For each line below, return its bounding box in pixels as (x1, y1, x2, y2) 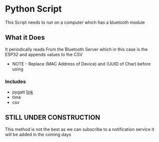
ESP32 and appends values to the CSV (5, 51, 83, 57)
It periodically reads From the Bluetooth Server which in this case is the (5, 46, 148, 52)
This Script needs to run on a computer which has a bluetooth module (5, 19, 145, 25)
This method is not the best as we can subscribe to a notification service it (5, 126, 155, 132)
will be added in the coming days (5, 131, 71, 137)
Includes (5, 78, 26, 85)
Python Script (5, 3, 62, 15)
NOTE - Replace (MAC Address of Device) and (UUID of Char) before (12, 61, 151, 66)
